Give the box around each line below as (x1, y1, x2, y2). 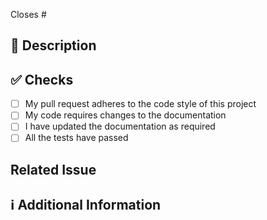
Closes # (10, 9, 47, 20)
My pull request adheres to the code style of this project (24, 98, 257, 110)
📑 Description (10, 37, 97, 54)
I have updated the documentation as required (24, 120, 216, 133)
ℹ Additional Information (10, 197, 162, 214)
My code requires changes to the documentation (24, 109, 227, 121)
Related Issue (10, 161, 97, 178)
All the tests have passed (24, 132, 129, 144)
